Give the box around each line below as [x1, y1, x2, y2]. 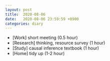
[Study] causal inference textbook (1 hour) [12, 45, 100, 51]
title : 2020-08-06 [5, 12, 46, 17]
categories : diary [5, 21, 43, 26]
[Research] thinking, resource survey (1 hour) [12, 40, 106, 46]
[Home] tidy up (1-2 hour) [12, 51, 65, 57]
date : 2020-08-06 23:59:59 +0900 [5, 16, 79, 21]
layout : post [5, 7, 32, 12]
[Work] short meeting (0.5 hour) [12, 35, 78, 41]
